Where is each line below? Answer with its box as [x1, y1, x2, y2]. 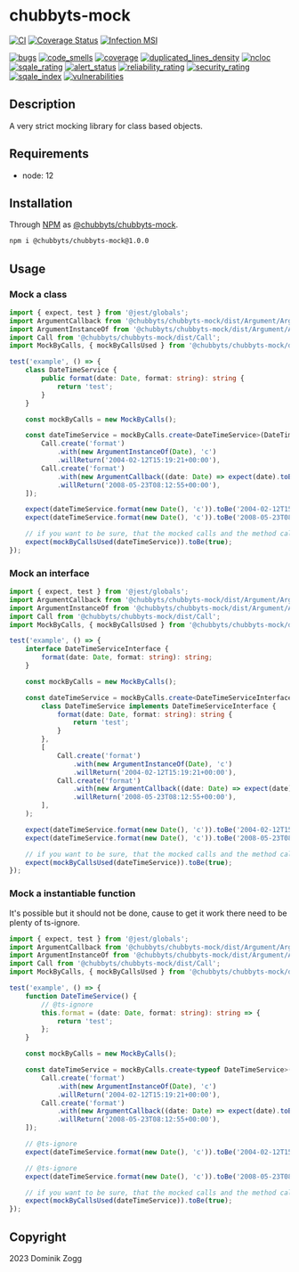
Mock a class [9, 288, 68, 300]
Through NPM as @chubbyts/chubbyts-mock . [9, 219, 179, 230]
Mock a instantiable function [9, 887, 136, 900]
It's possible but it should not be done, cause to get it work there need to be [9, 908, 287, 918]
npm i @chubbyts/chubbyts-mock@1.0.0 [9, 237, 149, 246]
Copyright [9, 1229, 67, 1244]
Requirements [9, 146, 89, 161]
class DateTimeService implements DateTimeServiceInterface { [41, 701, 277, 711]
